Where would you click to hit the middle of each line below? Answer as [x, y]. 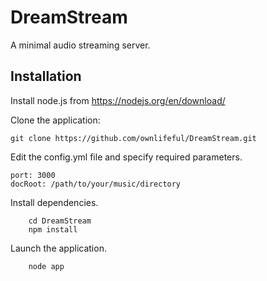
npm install [53, 229]
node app [46, 266]
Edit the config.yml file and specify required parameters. [126, 157]
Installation [46, 76]
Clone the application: [55, 120]
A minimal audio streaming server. [80, 45]
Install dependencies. [54, 202]
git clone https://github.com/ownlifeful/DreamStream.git [133, 138]
